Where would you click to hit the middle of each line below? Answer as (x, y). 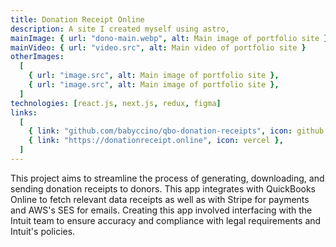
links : (24, 112)
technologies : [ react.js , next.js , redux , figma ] (116, 103)
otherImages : (37, 57)
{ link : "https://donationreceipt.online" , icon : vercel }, (156, 141)
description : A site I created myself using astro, (120, 29)
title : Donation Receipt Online (77, 19)
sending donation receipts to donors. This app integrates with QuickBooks (163, 188)
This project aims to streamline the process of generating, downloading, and (167, 178)
